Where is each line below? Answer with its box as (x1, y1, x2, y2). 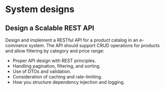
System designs (5, 4, 75, 15)
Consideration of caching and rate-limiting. (12, 74, 102, 79)
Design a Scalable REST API (5, 24, 95, 32)
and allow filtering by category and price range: (5, 48, 105, 54)
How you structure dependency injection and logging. (12, 79, 125, 85)
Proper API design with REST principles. (12, 58, 96, 64)
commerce (5, 42, 28, 49)
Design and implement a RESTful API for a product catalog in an (5, 37, 138, 43)
